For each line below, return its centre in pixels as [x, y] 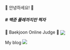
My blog [13, 43]
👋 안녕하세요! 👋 [19, 8]
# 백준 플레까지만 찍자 [25, 19]
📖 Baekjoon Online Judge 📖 [32, 32]
